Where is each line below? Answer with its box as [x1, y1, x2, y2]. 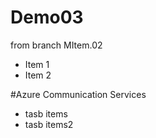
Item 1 [24, 58, 50, 70]
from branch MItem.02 [10, 39, 103, 51]
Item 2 [24, 69, 52, 81]
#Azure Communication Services [10, 88, 147, 100]
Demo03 [10, 6, 84, 29]
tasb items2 [24, 118, 74, 130]
